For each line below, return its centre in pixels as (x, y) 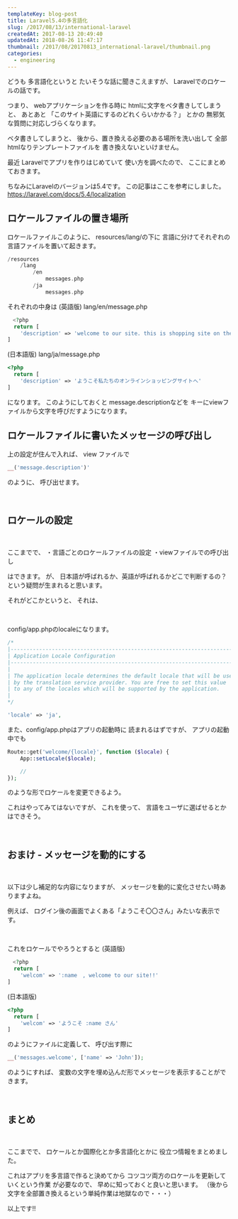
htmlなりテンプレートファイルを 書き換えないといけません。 (95, 147)
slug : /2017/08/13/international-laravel (69, 27)
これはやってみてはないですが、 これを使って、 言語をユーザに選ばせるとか (117, 807)
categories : (25, 54)
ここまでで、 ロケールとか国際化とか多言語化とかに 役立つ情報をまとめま (114, 1151)
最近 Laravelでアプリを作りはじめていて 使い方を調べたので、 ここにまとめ (117, 162)
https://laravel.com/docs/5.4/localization (67, 194)
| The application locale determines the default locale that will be (114, 676)
